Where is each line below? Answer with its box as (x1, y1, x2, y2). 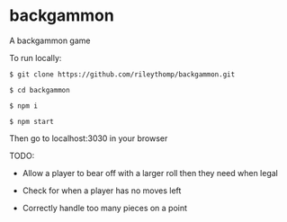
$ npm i (9, 101, 39, 111)
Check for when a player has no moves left (22, 185, 182, 196)
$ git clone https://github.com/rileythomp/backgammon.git (9, 69, 236, 79)
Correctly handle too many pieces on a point (22, 202, 187, 213)
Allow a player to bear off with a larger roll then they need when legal (22, 167, 279, 178)
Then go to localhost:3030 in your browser (9, 132, 168, 144)
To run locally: (9, 52, 62, 63)
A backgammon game (9, 35, 91, 46)
